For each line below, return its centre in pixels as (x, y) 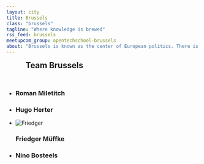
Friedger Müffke (40, 139)
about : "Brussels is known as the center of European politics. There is (103, 47)
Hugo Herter (34, 109)
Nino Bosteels (36, 155)
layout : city (23, 12)
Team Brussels (55, 65)
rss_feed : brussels (31, 35)
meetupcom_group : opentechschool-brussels (61, 41)
